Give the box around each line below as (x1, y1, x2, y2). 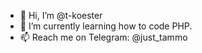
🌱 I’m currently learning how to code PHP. (19, 20, 193, 32)
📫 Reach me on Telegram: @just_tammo (19, 31, 188, 43)
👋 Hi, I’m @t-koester (19, 10, 103, 21)
